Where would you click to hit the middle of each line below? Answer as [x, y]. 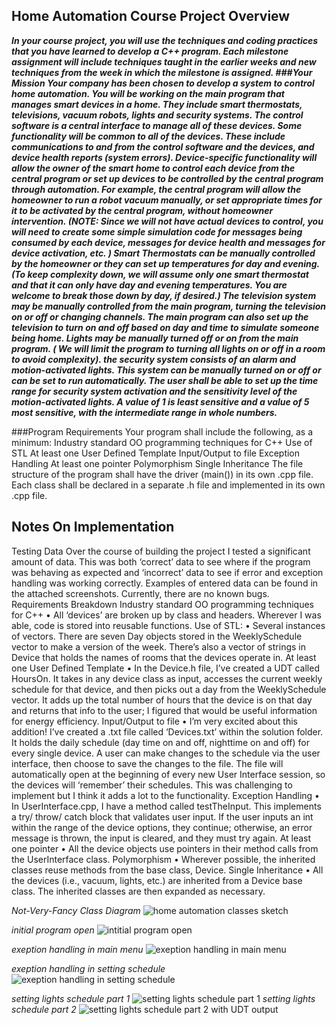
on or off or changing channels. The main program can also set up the [160, 316]
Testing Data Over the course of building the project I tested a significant [161, 551]
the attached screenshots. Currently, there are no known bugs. [140, 593]
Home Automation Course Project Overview [151, 16]
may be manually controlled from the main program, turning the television [169, 306]
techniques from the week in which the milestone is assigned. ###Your [162, 72]
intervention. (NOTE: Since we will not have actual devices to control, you [167, 221]
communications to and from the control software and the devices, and [163, 146]
